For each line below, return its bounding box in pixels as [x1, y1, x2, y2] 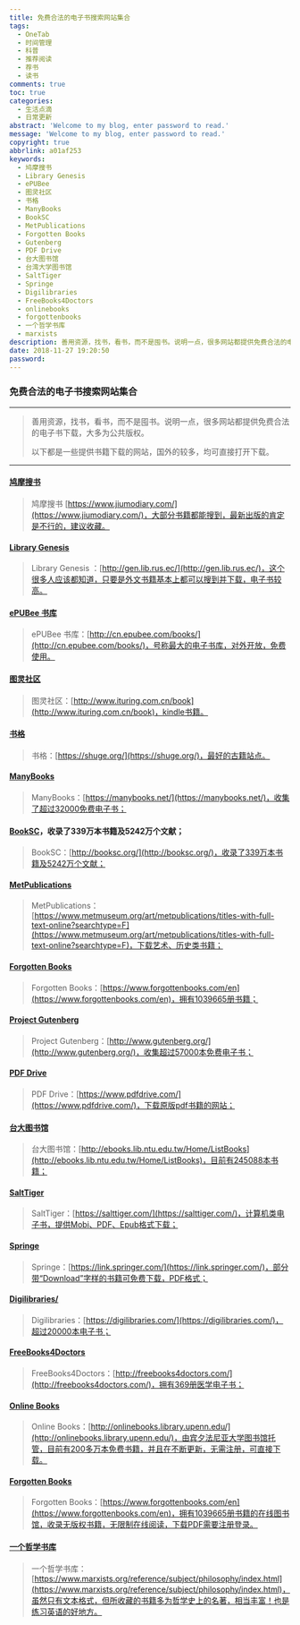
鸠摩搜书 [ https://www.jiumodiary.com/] [30, 499, 178, 509]
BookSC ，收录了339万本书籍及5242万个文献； [9, 825, 185, 836]
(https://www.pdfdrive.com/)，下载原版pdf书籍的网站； [30, 1100, 236, 1111]
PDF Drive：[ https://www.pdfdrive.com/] [30, 1089, 181, 1099]
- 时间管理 [17, 38, 53, 47]
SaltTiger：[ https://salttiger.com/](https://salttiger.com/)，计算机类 [30, 1208, 277, 1219]
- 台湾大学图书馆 [17, 263, 72, 272]
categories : [9, 96, 54, 106]
